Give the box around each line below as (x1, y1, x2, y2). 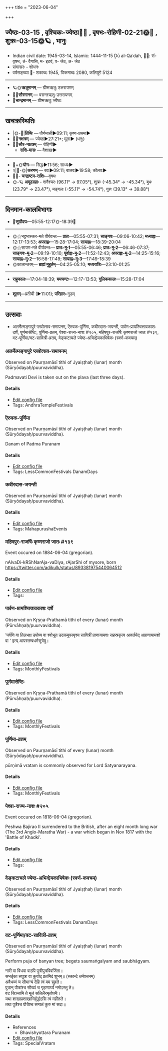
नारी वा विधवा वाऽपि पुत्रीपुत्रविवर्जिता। (5, 967, 63, 974)
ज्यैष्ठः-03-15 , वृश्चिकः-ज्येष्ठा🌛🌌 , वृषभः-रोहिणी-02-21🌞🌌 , (5, 28, 157, 37)
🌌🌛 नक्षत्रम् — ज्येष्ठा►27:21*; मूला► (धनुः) (12, 135, 85, 141)
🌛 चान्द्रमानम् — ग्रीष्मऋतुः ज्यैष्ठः (12, 97, 61, 103)
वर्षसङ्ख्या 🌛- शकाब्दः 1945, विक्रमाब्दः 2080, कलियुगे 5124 (12, 69, 112, 75)
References (12, 1024, 36, 1030)
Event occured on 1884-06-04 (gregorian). (5, 549, 93, 555)
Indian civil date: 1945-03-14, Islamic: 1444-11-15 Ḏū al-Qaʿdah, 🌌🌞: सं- (12, 52, 157, 58)
